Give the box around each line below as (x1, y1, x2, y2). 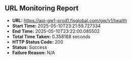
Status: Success (12, 44, 47, 50)
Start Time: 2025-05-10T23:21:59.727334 (12, 23, 101, 29)
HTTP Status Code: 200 (12, 39, 63, 45)
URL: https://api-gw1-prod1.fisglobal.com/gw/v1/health (12, 17, 127, 23)
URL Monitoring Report (5, 4, 79, 13)
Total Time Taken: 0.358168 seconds (12, 33, 91, 39)
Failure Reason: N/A (12, 49, 55, 55)
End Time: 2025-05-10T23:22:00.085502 (12, 28, 100, 34)
